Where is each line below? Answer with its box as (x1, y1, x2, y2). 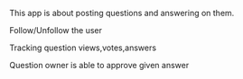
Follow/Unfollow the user (9, 25, 102, 35)
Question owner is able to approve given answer (9, 60, 190, 70)
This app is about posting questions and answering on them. (9, 8, 235, 18)
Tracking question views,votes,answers (9, 42, 156, 53)
